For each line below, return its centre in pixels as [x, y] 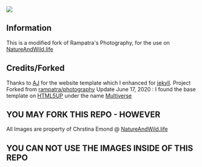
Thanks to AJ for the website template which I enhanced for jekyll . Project [99, 83]
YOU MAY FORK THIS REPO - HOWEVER [83, 115]
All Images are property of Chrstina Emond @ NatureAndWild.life [87, 129]
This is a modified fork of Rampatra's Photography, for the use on [88, 42]
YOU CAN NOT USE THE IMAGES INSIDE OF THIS [100, 148]
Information [29, 28]
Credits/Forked [35, 68]
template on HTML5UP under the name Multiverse [69, 96]
